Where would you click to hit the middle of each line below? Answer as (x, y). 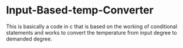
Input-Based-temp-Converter (80, 10)
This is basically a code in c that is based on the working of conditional (92, 26)
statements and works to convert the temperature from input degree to (91, 32)
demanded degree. (29, 39)
